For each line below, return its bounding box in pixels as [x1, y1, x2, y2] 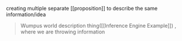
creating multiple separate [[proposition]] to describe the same [6, 5, 158, 12]
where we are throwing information [20, 28, 105, 35]
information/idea [6, 11, 46, 18]
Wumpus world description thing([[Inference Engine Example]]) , [20, 23, 177, 29]
